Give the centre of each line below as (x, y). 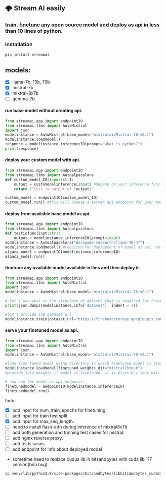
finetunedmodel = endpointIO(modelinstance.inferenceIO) (65, 386)
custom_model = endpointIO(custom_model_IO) (52, 198)
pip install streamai (27, 55)
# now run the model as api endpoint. (45, 382)
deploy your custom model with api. (43, 160)
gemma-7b (23, 99)
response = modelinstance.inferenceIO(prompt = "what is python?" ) (74, 144)
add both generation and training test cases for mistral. (68, 432)
